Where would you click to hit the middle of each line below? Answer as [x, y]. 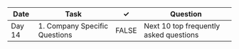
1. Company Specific [73, 26]
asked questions [171, 35]
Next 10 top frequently [182, 26]
